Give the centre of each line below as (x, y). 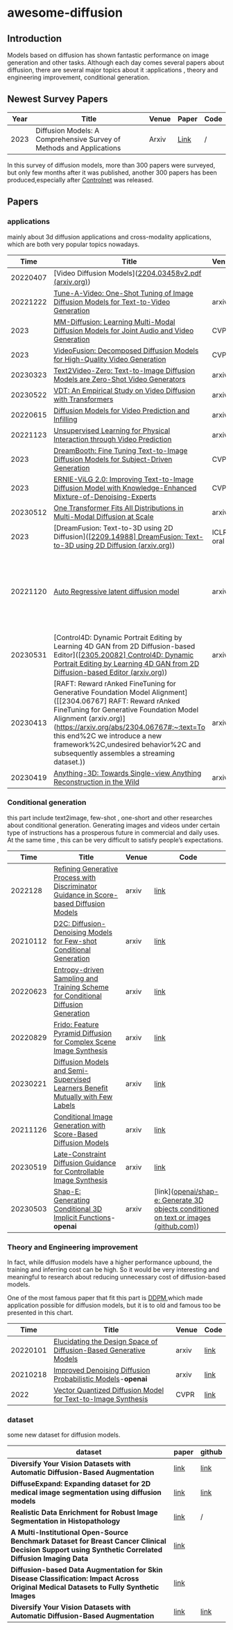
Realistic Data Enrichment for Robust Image (84, 1512)
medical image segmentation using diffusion (86, 1492)
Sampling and (76, 978)
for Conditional (78, 996)
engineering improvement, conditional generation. (79, 77)
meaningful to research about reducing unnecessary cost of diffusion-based (116, 1277)
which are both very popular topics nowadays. (74, 244)
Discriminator (76, 886)
